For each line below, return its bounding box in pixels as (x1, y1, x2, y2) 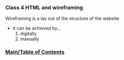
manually (20, 36, 39, 42)
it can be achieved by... (12, 25, 61, 31)
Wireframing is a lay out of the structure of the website (5, 16, 119, 22)
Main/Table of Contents (5, 48, 65, 55)
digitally (20, 31, 37, 37)
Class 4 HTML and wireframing (5, 4, 84, 11)
